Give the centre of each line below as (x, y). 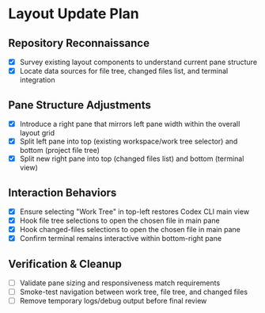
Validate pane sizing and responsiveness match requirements (120, 283)
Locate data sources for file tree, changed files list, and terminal (124, 71)
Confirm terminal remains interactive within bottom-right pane (121, 239)
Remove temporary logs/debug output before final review (113, 301)
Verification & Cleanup (65, 263)
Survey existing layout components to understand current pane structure (138, 62)
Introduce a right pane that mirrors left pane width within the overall (130, 124)
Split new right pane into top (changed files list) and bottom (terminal (132, 158)
